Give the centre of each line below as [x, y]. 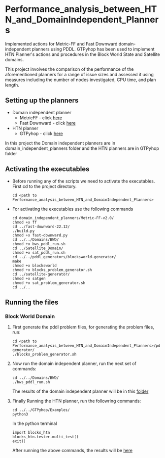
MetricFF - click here [41, 118]
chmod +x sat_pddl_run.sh [39, 252]
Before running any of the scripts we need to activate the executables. [83, 181]
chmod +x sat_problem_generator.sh [49, 283]
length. [12, 85]
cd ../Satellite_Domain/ [38, 248]
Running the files [32, 302]
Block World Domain [30, 316]
